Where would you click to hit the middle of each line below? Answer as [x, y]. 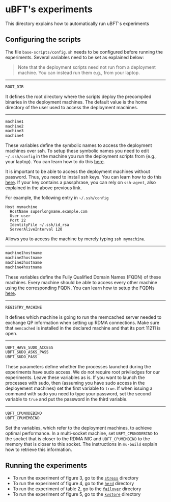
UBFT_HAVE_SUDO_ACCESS [29, 347]
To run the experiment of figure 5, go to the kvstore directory [77, 494]
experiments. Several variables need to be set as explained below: [75, 57]
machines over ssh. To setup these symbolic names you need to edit [77, 151]
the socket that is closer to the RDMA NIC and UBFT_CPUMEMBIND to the [78, 438]
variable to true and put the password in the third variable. [67, 399]
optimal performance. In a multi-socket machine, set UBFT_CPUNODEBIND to [82, 433]
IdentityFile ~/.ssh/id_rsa [40, 225]
